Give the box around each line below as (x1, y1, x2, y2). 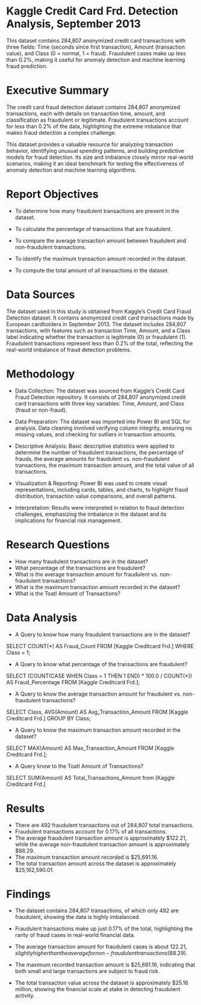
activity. (14, 992, 35, 1000)
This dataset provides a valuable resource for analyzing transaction (6, 140, 173, 148)
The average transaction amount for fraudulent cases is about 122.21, (14, 943, 188, 950)
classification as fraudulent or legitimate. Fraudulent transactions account (6, 116, 189, 123)
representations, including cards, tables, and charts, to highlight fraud (14, 486, 188, 493)
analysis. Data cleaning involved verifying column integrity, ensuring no (14, 424, 193, 431)
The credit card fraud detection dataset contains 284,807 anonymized (6, 104, 181, 111)
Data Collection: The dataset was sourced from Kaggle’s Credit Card (14, 387, 185, 394)
